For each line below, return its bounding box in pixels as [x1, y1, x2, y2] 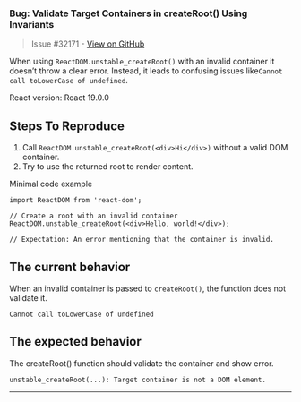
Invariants [9, 18, 55, 30]
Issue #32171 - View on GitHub [30, 38, 145, 49]
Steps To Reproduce [9, 118, 125, 133]
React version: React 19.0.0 [9, 92, 110, 103]
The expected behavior [9, 334, 142, 349]
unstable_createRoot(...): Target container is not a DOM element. [9, 375, 267, 384]
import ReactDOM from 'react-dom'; [9, 196, 142, 205]
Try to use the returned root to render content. [21, 161, 194, 172]
